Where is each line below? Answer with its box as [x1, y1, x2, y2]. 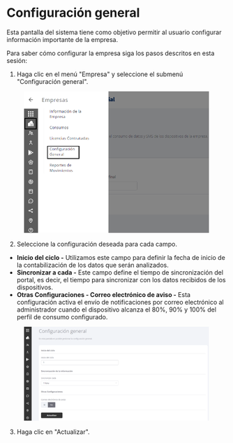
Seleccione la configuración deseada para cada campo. [16, 240, 177, 248]
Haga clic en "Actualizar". [16, 428, 90, 436]
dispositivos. [16, 283, 54, 291]
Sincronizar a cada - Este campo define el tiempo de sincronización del [16, 268, 224, 277]
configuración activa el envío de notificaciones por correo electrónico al [16, 298, 224, 306]
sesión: [6, 56, 28, 64]
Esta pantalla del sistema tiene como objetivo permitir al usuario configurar [6, 28, 222, 36]
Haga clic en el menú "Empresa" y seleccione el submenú [16, 70, 183, 78]
